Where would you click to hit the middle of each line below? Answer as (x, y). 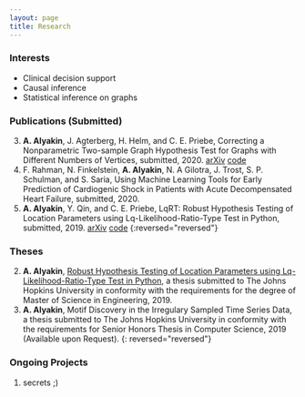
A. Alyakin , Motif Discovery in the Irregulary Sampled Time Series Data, (158, 310)
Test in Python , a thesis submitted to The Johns (197, 281)
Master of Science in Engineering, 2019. (97, 300)
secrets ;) (41, 382)
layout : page (34, 18)
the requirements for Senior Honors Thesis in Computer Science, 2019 (154, 330)
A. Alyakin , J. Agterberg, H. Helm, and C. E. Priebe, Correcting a (143, 141)
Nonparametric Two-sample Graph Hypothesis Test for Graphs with (149, 150)
